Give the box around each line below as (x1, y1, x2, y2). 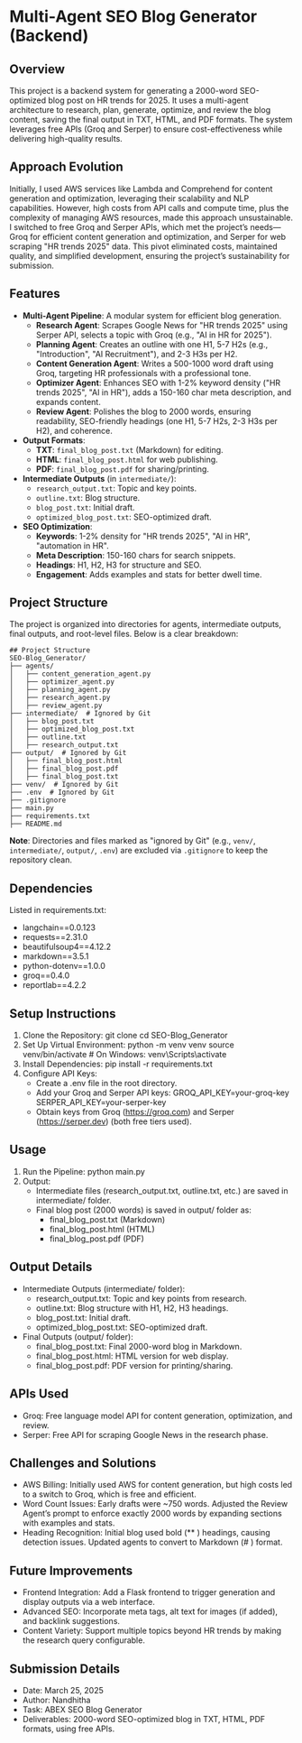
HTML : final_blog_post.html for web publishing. (35, 454, 218, 465)
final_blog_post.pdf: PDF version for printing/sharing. (35, 1360, 233, 1370)
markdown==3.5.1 (22, 951, 89, 962)
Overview (9, 61, 66, 77)
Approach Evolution (9, 160, 124, 175)
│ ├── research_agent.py (9, 693, 111, 703)
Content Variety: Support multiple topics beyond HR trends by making (22, 1626, 282, 1637)
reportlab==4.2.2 (22, 980, 87, 991)
